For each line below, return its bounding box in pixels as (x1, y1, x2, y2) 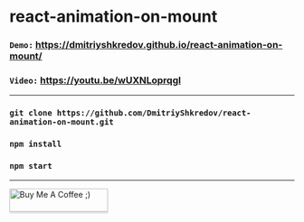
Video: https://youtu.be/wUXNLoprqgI (9, 74, 182, 87)
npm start (9, 161, 52, 171)
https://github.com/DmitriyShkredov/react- (56, 108, 252, 118)
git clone (9, 108, 52, 118)
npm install (9, 139, 62, 150)
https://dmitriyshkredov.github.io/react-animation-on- (34, 39, 283, 51)
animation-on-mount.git (9, 117, 115, 127)
